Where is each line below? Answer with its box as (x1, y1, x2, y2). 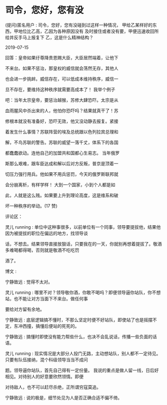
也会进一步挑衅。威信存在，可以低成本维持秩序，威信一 (5, 76, 118, 82)
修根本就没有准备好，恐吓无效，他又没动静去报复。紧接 (5, 118, 118, 124)
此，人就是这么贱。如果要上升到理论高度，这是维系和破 (5, 192, 118, 198)
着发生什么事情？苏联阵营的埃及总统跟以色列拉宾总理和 (5, 129, 118, 135)
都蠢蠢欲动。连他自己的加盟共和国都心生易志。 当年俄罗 (5, 150, 120, 156)
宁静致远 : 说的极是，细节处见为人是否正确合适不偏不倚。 (5, 395, 122, 401)
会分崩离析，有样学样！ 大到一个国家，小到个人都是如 (5, 181, 115, 187)
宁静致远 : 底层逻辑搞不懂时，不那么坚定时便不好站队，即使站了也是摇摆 (5, 317, 153, 323)
